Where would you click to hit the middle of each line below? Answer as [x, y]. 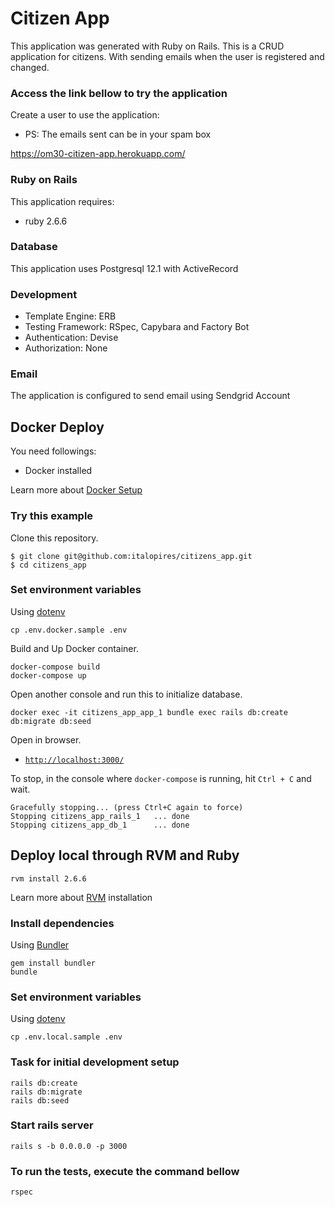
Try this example [52, 516]
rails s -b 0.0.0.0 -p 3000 [69, 1146]
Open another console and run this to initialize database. [126, 694]
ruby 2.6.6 [46, 221]
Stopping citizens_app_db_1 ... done [100, 825]
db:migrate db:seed [51, 721]
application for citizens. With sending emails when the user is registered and [167, 56]
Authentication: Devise [71, 338]
